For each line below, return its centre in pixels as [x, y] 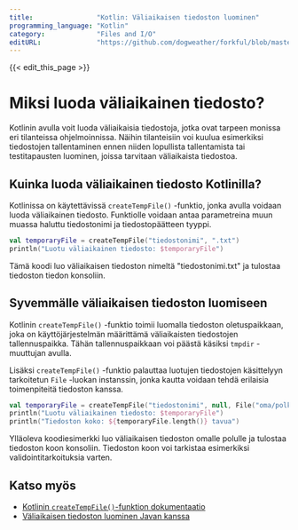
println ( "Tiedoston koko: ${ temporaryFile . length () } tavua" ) [125, 422]
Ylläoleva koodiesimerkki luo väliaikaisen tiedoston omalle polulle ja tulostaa [148, 439]
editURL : [25, 42]
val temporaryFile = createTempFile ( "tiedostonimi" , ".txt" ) [125, 241]
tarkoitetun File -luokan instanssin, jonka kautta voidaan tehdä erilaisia [139, 379]
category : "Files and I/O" [83, 34]
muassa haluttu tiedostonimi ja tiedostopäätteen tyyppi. [110, 224]
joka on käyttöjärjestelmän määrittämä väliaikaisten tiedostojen [124, 334]
